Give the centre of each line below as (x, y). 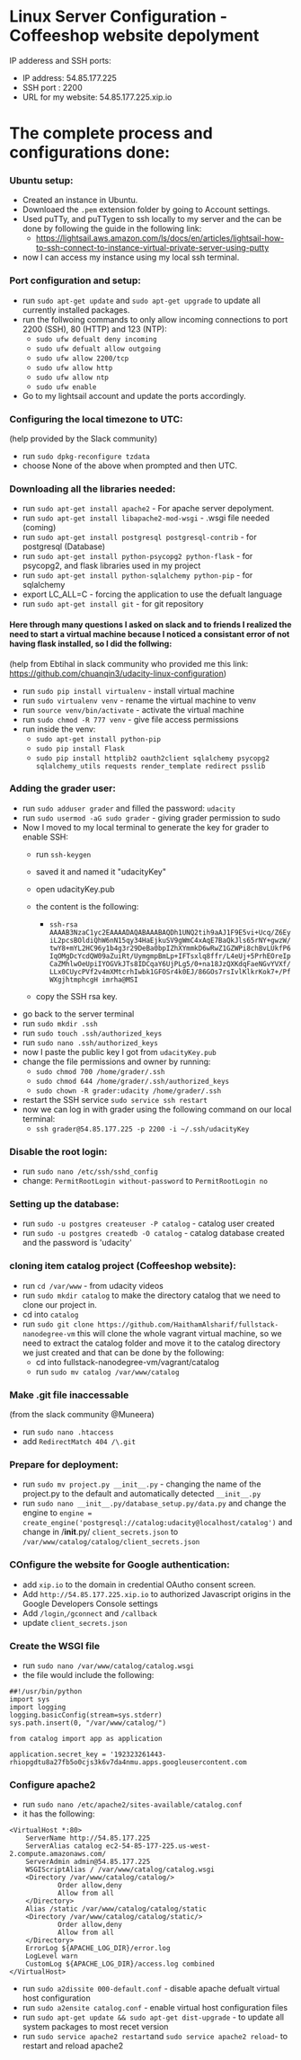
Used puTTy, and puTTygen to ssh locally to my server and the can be (152, 219)
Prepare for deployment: (64, 1464)
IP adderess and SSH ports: (60, 60)
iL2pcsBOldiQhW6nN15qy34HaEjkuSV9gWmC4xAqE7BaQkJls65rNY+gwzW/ (170, 940)
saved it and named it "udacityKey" (101, 871)
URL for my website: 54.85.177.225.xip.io (97, 97)
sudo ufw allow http (74, 368)
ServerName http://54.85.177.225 (88, 1838)
